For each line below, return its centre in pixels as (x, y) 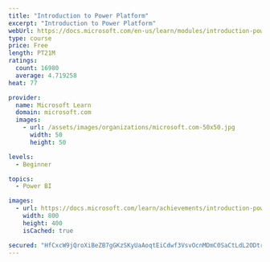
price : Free (28, 46)
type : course (30, 38)
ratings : (23, 61)
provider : (25, 97)
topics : (21, 179)
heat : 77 (23, 83)
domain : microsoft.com (53, 113)
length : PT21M (32, 53)
